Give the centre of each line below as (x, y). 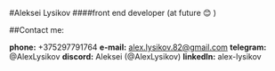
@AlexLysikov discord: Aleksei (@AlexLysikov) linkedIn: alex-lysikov (135, 56)
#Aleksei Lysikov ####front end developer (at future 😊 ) (113, 13)
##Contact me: (37, 30)
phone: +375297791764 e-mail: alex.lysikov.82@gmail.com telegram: (138, 47)
